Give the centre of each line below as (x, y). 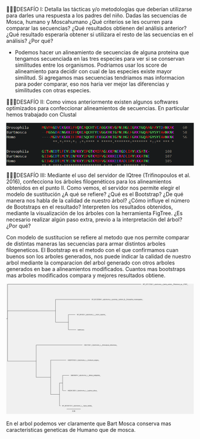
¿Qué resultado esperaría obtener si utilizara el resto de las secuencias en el (100, 35)
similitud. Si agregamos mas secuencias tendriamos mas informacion (100, 78)
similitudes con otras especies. (53, 90)
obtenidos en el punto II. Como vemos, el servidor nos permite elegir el (93, 188)
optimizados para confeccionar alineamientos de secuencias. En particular (98, 108)
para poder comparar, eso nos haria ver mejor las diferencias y (92, 84)
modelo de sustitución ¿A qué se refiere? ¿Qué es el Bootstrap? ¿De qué (95, 194)
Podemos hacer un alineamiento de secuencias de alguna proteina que (102, 52)
